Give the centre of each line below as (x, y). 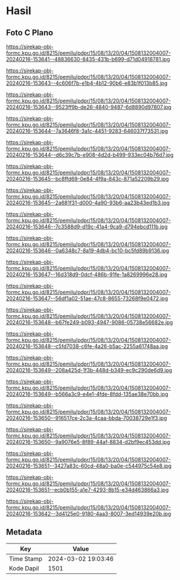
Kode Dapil (24, 568)
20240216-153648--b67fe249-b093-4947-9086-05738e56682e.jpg (89, 322)
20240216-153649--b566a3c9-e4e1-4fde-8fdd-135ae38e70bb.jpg (87, 394)
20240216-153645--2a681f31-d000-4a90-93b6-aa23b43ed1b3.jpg (88, 203)
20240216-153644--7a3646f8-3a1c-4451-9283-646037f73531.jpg (87, 131)
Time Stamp (26, 559)
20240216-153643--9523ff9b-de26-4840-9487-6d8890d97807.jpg (89, 107)
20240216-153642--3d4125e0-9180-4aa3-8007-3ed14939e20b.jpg (89, 514)
